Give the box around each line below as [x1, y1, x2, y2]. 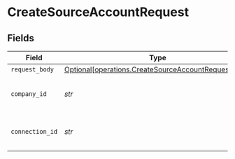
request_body [10, 66, 55, 74]
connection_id [10, 127, 58, 135]
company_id [10, 90, 47, 98]
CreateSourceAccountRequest [7, 4, 190, 20]
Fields [7, 32, 35, 44]
